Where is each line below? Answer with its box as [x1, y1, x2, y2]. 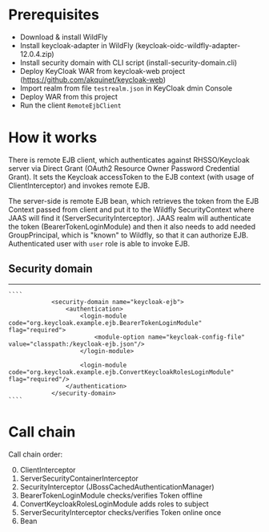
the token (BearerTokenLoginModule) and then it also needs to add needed [8, 221, 256, 231]
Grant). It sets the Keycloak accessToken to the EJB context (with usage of [8, 172, 255, 181]
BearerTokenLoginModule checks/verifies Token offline [19, 490, 203, 500]
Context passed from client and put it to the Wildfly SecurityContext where [8, 205, 255, 214]
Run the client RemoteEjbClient [19, 100, 122, 110]
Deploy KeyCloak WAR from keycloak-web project [19, 66, 186, 75]
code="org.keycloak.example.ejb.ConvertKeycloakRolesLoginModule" [8, 368, 235, 376]
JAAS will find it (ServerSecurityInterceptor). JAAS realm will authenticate [8, 213, 251, 222]
